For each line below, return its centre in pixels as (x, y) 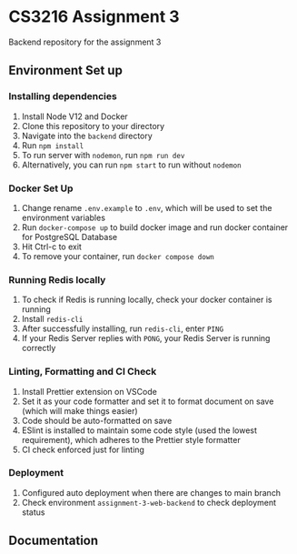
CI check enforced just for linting (83, 449)
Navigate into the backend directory (87, 136)
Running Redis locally (57, 279)
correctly (39, 348)
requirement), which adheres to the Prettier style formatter (131, 439)
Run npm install (53, 145)
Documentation (54, 541)
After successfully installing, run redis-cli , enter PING (123, 328)
